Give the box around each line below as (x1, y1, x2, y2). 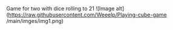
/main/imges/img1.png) (6, 18, 64, 24)
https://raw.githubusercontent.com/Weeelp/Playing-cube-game (8, 11, 168, 18)
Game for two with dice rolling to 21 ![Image (6, 5, 115, 12)
